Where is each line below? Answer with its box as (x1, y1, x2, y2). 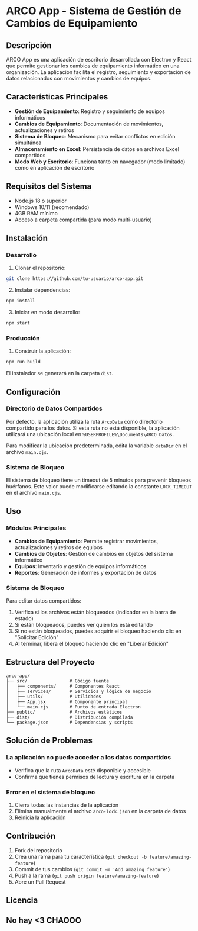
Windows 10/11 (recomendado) (14, 203, 90, 211)
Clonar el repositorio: (14, 265, 66, 272)
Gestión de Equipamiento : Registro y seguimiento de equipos (14, 108, 165, 115)
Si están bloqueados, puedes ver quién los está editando (14, 621, 153, 629)
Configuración (6, 386, 61, 397)
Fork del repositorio (14, 846, 63, 853)
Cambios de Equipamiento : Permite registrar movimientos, (14, 537, 159, 545)
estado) (14, 615, 34, 622)
